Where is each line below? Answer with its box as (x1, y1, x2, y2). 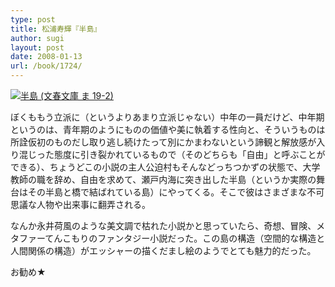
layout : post (10, 42, 65, 53)
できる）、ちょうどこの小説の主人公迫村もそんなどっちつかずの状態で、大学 (10, 161, 321, 173)
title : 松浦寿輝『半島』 (10, 24, 102, 34)
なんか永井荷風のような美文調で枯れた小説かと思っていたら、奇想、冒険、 (10, 220, 317, 231)
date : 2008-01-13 (10, 52, 83, 62)
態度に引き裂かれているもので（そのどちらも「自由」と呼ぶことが (53, 149, 326, 160)
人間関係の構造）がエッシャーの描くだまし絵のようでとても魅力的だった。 (10, 245, 317, 256)
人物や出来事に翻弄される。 (36, 199, 151, 210)
